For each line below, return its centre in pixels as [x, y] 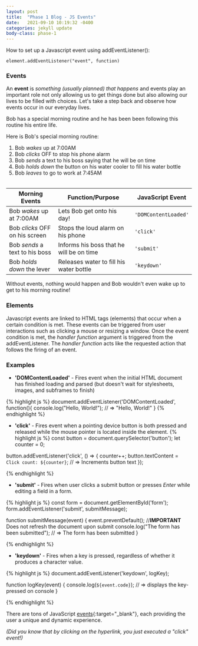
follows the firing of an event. [42, 350]
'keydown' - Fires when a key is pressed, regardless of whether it [95, 556]
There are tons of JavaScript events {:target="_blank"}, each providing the [96, 614]
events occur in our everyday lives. [49, 107]
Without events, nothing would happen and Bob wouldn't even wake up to [96, 284]
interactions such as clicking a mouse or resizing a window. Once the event [98, 331]
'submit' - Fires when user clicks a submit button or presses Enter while [102, 485]
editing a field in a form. [43, 491]
